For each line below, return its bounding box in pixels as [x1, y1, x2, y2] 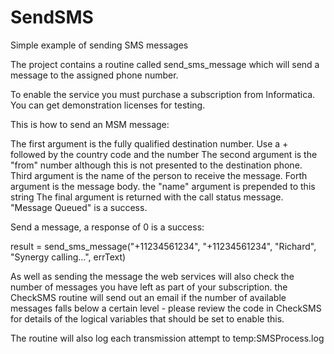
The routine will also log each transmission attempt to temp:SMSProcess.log [10, 332, 325, 344]
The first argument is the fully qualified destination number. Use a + [10, 137, 289, 150]
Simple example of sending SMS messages [10, 39, 189, 51]
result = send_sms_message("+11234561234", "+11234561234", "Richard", [10, 240, 317, 252]
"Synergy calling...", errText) [10, 251, 127, 263]
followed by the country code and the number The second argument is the [10, 148, 318, 160]
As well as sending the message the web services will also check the [10, 270, 295, 282]
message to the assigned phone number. [10, 69, 179, 81]
